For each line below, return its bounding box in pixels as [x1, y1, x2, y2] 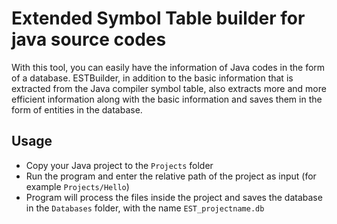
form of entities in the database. [11, 103, 143, 116]
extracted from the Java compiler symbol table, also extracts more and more [11, 82, 327, 94]
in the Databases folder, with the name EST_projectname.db [25, 202, 265, 214]
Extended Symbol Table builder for [11, 7, 306, 30]
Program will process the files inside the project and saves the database [25, 191, 323, 203]
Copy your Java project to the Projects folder [25, 159, 214, 171]
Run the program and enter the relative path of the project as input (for [25, 170, 317, 182]
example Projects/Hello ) [25, 180, 130, 192]
